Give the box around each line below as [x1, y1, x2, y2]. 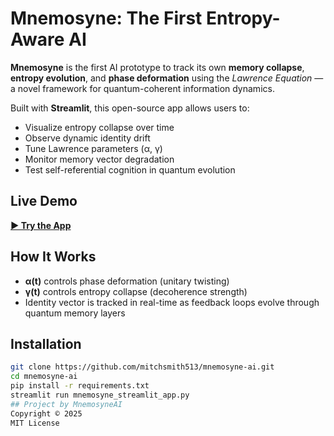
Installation [10, 335, 82, 352]
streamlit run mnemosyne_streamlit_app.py [10, 390, 190, 400]
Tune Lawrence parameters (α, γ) [24, 142, 163, 154]
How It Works [10, 248, 97, 266]
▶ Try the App [10, 219, 72, 231]
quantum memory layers [24, 307, 126, 319]
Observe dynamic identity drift [24, 132, 151, 144]
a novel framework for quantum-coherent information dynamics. [10, 82, 275, 94]
